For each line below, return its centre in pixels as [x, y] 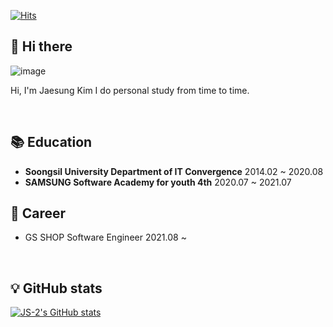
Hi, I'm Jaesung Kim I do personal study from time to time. [130, 90]
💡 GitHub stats [56, 288]
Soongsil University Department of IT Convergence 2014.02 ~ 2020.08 [174, 171]
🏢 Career [38, 213]
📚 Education [51, 142]
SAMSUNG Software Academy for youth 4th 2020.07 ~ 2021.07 [158, 182]
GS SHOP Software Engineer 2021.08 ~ [105, 237]
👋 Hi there [41, 46]
